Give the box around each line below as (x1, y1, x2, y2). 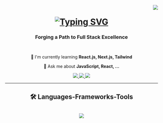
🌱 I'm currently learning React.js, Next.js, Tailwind (31, 54, 132, 60)
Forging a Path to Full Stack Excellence (35, 34, 128, 41)
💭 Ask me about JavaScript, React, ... (43, 63, 120, 69)
